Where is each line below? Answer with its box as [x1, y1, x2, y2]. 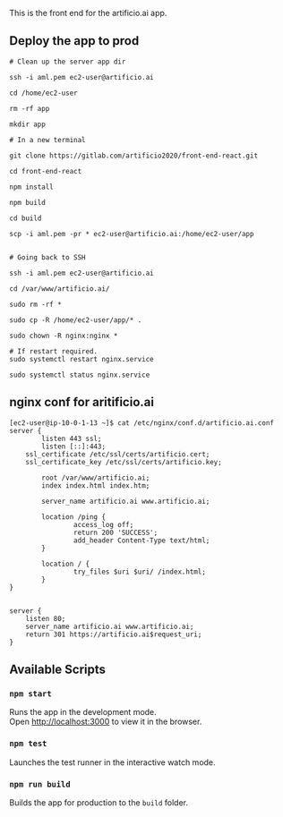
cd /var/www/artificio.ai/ [9, 284, 110, 294]
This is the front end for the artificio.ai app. [9, 8, 167, 18]
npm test [9, 738, 47, 749]
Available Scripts [9, 662, 106, 677]
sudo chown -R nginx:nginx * [9, 331, 118, 340]
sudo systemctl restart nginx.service [9, 354, 154, 363]
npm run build [9, 779, 71, 789]
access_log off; [73, 520, 134, 529]
